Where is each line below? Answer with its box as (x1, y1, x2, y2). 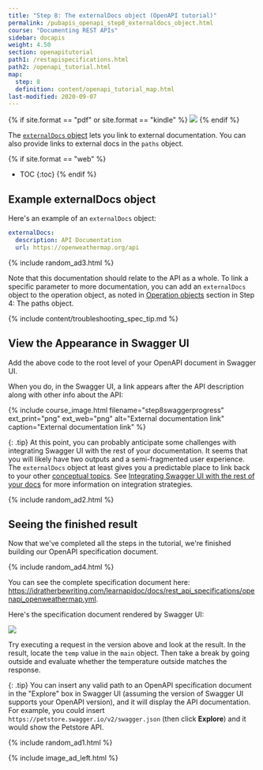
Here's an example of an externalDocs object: (8, 214, 156, 223)
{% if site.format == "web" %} (8, 154, 107, 164)
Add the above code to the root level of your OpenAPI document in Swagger (8, 358, 257, 367)
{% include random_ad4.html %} (8, 563, 115, 572)
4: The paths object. (8, 298, 74, 308)
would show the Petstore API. (8, 723, 104, 732)
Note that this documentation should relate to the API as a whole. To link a (8, 273, 249, 283)
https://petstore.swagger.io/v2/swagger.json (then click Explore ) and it (8, 714, 246, 724)
